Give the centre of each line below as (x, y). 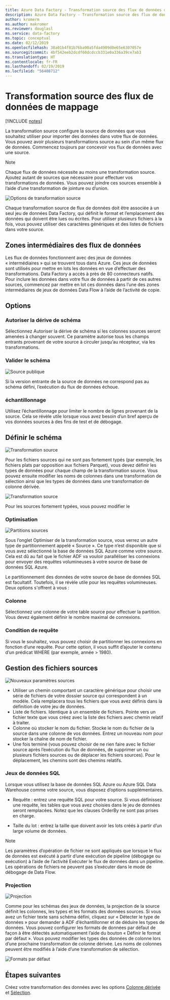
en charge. (24, 816)
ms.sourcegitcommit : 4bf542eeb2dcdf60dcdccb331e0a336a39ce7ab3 (73, 52)
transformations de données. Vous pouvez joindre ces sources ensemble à (83, 182)
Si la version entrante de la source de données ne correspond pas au (77, 381)
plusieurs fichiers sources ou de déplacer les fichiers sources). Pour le (86, 755)
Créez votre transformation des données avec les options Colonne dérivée (83, 987)
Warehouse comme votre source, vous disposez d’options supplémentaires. (84, 790)
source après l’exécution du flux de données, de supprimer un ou (80, 749)
